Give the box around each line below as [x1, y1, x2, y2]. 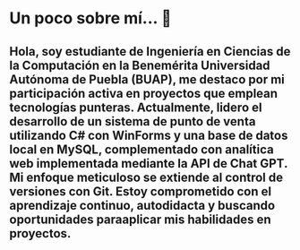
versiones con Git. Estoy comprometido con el [9, 184, 271, 199]
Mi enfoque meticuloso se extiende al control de [9, 169, 284, 185]
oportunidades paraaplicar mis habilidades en [9, 211, 271, 227]
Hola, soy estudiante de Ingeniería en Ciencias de [9, 44, 291, 59]
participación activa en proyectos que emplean [9, 85, 279, 101]
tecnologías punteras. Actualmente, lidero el [9, 99, 262, 115]
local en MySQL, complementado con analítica [9, 142, 275, 157]
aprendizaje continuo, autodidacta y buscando [9, 197, 276, 213]
